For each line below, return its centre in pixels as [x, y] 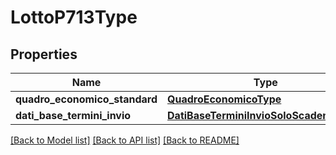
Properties [44, 54]
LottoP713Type [74, 17]
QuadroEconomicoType [224, 99]
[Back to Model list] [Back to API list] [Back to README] [125, 140]
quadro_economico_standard [86, 99]
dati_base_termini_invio [73, 115]
